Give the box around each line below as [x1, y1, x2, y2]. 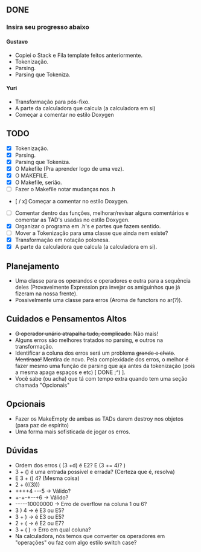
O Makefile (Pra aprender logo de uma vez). [14, 165, 124, 172]
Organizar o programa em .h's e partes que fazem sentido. [14, 223, 161, 230]
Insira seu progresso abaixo [6, 23, 89, 31]
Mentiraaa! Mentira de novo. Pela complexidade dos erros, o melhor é [14, 355, 189, 363]
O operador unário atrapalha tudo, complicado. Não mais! [14, 330, 159, 337]
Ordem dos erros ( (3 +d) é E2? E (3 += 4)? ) [14, 461, 126, 468]
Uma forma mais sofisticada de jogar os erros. [14, 428, 131, 435]
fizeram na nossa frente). [14, 290, 78, 297]
